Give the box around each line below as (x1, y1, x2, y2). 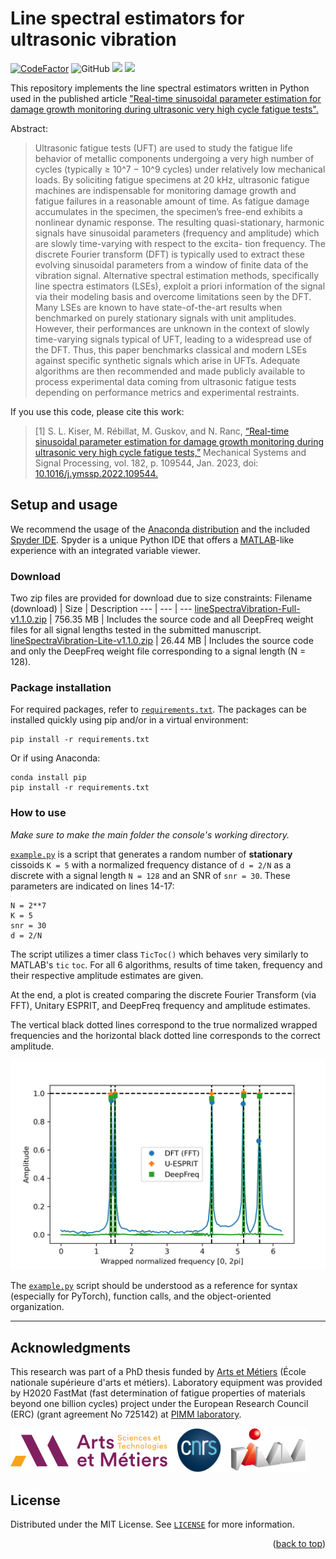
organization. (10, 1301, 65, 1313)
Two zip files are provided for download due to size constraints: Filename (10, 592, 313, 604)
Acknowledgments (10, 1339, 132, 1356)
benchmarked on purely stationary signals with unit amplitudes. (34, 312, 297, 324)
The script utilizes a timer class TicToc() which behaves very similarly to (10, 948, 309, 960)
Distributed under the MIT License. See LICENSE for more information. (10, 1518, 295, 1530)
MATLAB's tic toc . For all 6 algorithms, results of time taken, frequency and (10, 958, 323, 971)
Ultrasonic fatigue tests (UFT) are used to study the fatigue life (34, 142, 293, 154)
